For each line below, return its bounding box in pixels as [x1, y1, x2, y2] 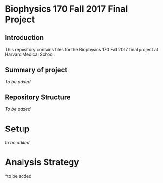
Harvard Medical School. [5, 52, 55, 57]
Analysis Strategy [5, 157, 79, 168]
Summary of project [5, 66, 68, 74]
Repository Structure [5, 93, 71, 102]
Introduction [5, 33, 44, 42]
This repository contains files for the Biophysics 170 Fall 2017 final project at [5, 47, 158, 52]
